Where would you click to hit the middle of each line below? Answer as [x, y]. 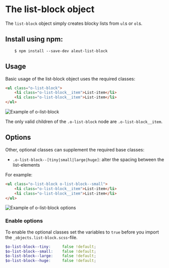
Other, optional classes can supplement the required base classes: [75, 149]
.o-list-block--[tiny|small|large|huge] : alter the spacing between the [88, 159]
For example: [19, 175]
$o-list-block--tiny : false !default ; [51, 247]
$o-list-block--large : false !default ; [51, 256]
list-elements [26, 165]
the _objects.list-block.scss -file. [41, 237]
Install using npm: [34, 39]
